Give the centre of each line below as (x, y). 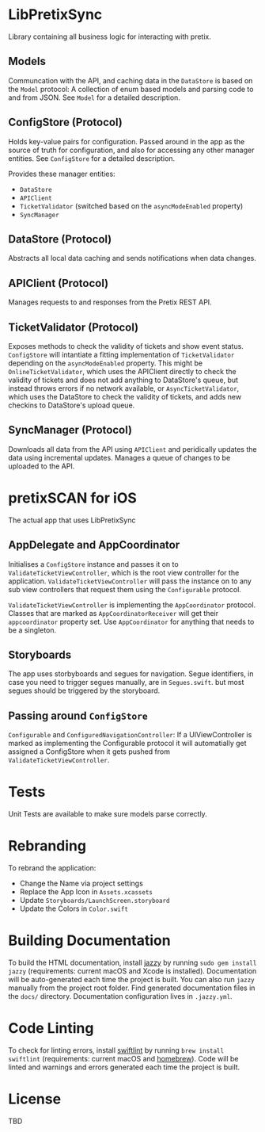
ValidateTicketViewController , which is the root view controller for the (124, 572)
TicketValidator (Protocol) (74, 327)
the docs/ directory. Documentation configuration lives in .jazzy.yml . (120, 996)
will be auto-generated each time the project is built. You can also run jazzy (131, 979)
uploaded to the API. (42, 466)
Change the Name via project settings (81, 883)
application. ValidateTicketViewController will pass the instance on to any (130, 581)
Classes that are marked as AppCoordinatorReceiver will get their (114, 613)
